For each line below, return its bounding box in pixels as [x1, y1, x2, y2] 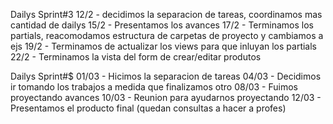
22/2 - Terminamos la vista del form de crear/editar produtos [10, 51, 262, 63]
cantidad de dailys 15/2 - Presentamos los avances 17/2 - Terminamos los [10, 19, 314, 31]
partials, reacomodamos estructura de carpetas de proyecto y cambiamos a [10, 30, 324, 41]
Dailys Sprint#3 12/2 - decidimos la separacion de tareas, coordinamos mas [10, 9, 323, 20]
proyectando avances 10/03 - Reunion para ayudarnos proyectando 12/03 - [10, 92, 322, 103]
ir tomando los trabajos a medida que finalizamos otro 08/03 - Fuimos [10, 81, 299, 93]
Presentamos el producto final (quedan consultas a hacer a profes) [10, 102, 287, 114]
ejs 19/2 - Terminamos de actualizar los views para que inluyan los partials [10, 40, 317, 52]
